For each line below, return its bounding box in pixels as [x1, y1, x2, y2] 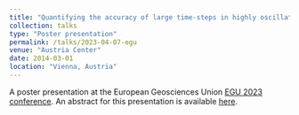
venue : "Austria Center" [9, 46, 101, 55]
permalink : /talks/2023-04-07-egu [9, 37, 138, 47]
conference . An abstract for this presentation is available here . [9, 96, 238, 106]
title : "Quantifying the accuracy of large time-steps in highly [9, 12, 256, 22]
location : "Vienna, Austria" [9, 63, 117, 72]
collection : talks [9, 21, 77, 30]
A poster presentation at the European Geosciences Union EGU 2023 [9, 86, 263, 97]
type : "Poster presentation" [9, 29, 117, 38]
